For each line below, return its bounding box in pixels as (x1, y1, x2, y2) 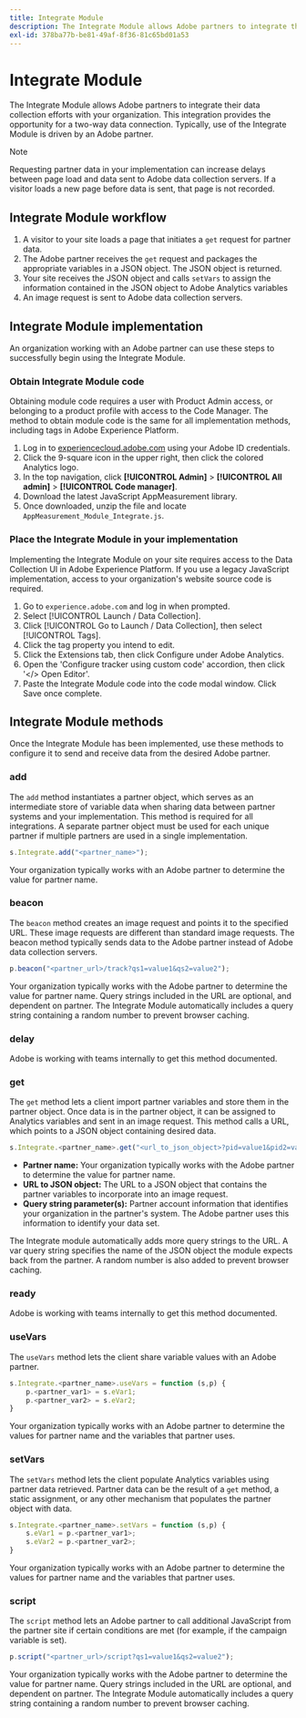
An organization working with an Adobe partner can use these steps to (9, 343, 275, 354)
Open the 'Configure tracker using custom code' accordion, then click (22, 658, 285, 670)
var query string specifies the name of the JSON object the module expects (9, 1245, 293, 1256)
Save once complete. (22, 687, 103, 698)
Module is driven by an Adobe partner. (9, 129, 154, 139)
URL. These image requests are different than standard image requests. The (9, 927, 295, 938)
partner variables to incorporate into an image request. (22, 1188, 229, 1199)
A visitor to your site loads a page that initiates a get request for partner (22, 234, 291, 245)
